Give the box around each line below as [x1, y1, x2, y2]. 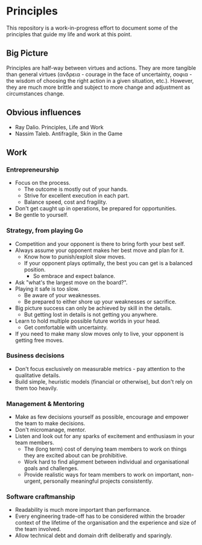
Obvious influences [6, 108, 81, 118]
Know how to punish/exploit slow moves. [24, 253, 126, 260]
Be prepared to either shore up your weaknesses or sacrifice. [24, 298, 177, 305]
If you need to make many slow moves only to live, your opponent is [14, 330, 184, 337]
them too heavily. [14, 384, 58, 392]
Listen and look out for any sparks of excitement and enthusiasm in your [14, 433, 195, 440]
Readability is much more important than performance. [14, 506, 151, 514]
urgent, [24, 477, 42, 485]
